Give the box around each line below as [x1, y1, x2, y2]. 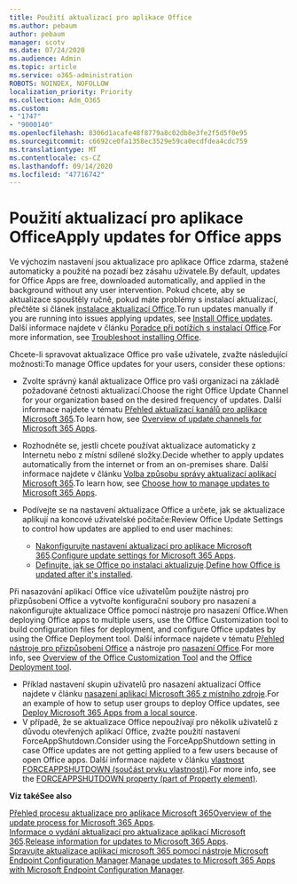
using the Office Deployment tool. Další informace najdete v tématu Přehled [9, 633, 285, 644]
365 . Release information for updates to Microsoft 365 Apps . [9, 836, 229, 847]
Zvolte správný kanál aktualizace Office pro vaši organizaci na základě [21, 376, 280, 386]
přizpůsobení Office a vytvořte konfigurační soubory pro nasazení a [9, 596, 257, 607]
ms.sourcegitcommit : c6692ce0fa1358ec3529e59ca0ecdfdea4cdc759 [9, 137, 248, 146]
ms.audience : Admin [9, 54, 82, 63]
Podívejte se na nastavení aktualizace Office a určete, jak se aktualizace [21, 505, 285, 515]
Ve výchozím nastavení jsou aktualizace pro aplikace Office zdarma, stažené [9, 257, 289, 267]
